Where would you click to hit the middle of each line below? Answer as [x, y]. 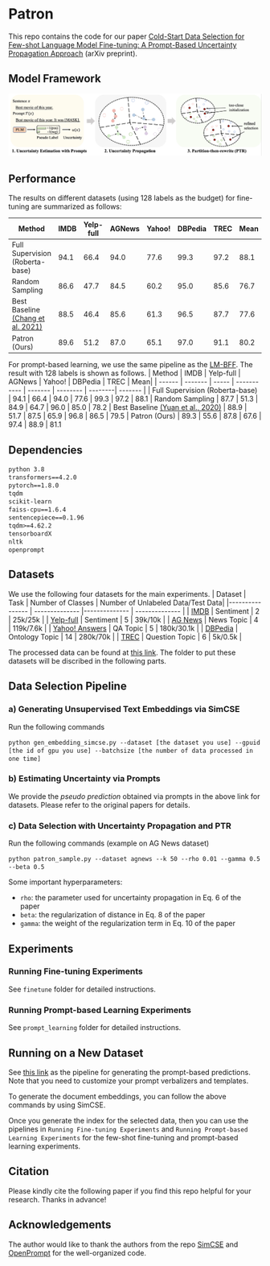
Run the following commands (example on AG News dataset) [109, 843]
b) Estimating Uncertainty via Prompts [84, 779]
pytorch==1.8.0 [34, 486]
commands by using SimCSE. [57, 1105]
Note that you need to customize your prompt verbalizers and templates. [129, 1081]
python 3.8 [27, 470]
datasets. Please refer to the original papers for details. [99, 805]
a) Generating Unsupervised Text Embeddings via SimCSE [124, 710]
